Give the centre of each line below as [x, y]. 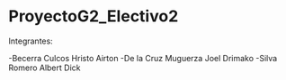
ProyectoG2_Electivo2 [94, 16]
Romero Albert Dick [45, 68]
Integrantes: [31, 41]
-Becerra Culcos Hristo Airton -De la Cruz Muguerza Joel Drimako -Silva [143, 58]
